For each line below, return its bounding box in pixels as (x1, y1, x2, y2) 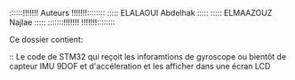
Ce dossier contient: (9, 35, 84, 44)
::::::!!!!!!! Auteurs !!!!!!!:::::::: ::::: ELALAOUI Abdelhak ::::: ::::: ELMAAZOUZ (9, 8, 273, 18)
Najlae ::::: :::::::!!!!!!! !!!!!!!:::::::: (9, 17, 116, 28)
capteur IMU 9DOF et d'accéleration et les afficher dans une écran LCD (9, 61, 271, 71)
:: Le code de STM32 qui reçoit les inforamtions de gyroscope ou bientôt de (9, 52, 287, 61)
